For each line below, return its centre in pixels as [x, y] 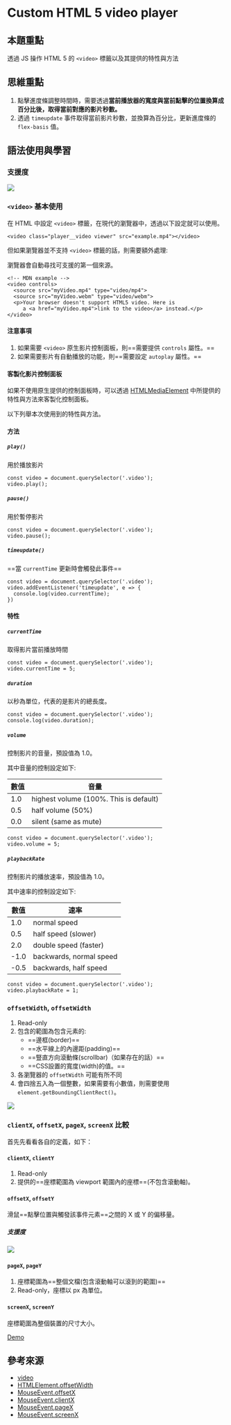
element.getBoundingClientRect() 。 [68, 1092]
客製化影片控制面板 [35, 373]
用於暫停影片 [25, 516]
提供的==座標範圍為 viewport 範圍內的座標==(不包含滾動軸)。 [105, 1181]
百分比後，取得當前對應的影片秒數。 [69, 109]
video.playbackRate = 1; [43, 990]
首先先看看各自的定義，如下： [50, 1142]
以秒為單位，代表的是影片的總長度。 [59, 701]
